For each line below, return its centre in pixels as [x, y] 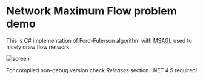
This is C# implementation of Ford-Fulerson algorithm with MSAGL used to [99, 40]
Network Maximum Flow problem [92, 11]
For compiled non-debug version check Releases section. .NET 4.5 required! [102, 70]
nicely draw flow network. [39, 47]
